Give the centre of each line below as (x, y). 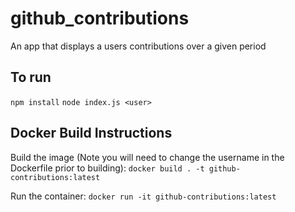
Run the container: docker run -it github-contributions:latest (143, 196)
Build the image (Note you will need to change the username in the (147, 157)
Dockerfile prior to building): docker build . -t (107, 168)
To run (31, 77)
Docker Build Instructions (91, 133)
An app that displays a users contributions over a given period (138, 46)
